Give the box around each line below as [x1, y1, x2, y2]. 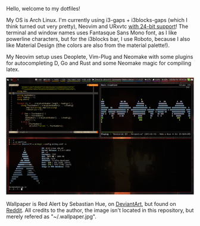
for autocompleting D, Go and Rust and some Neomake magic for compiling [6, 59, 192, 66]
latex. [6, 66, 20, 73]
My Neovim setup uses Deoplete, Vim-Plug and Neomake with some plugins [6, 53, 193, 60]
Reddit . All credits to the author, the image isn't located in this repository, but [6, 207, 194, 214]
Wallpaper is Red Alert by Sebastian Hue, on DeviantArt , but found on [6, 200, 177, 207]
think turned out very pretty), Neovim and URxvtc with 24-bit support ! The [6, 23, 189, 30]
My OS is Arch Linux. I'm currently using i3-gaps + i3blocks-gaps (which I [6, 17, 187, 23]
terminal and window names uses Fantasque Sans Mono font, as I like [6, 29, 177, 36]
